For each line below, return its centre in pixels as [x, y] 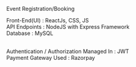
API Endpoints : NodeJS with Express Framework [68, 27]
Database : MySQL [30, 33]
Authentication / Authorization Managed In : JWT [68, 51]
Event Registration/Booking [41, 9]
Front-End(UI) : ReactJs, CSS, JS [48, 20]
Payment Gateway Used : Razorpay [51, 58]
